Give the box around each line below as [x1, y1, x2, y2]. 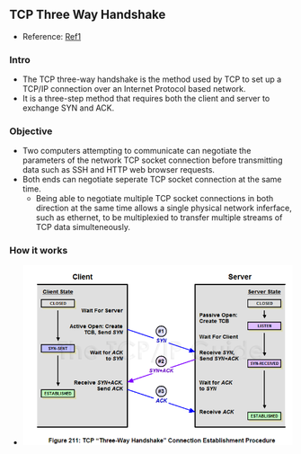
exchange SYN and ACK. [22, 102, 115, 113]
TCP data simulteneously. [35, 222, 130, 233]
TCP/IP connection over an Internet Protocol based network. [22, 84, 246, 94]
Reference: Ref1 [22, 31, 82, 41]
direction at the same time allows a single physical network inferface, [35, 202, 292, 214]
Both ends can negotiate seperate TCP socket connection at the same [22, 174, 282, 185]
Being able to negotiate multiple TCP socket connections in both [35, 193, 274, 204]
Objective [9, 125, 53, 138]
